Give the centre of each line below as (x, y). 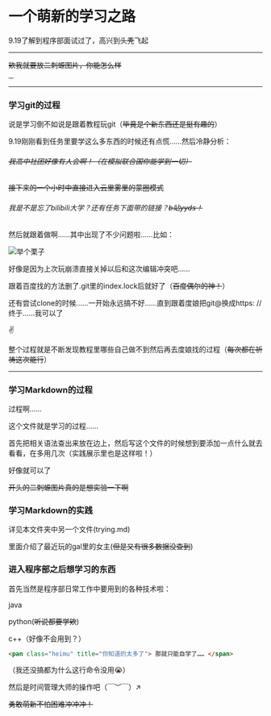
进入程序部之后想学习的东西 (62, 569)
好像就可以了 (29, 470)
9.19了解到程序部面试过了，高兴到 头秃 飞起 (79, 40)
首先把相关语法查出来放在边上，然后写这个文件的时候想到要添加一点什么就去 (135, 443)
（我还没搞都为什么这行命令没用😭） (69, 670)
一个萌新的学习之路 (72, 17)
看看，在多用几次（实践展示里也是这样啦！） (83, 453)
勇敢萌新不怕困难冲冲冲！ (51, 704)
